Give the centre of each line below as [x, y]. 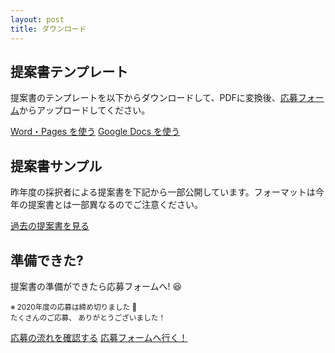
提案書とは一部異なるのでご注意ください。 [115, 205]
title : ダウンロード [48, 29]
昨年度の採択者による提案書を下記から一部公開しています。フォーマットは [163, 192]
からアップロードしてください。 [85, 110]
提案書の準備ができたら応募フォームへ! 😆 [96, 286]
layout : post [37, 19]
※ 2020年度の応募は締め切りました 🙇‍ [74, 307]
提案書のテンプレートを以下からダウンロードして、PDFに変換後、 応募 [154, 98]
